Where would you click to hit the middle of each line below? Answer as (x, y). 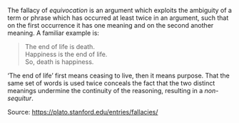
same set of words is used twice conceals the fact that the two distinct (111, 83)
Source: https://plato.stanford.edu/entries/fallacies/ (83, 112)
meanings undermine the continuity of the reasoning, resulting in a (105, 91)
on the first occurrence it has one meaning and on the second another (111, 25)
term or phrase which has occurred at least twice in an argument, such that (118, 18)
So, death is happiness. (59, 62)
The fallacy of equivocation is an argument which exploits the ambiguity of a (119, 10)
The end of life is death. (60, 47)
